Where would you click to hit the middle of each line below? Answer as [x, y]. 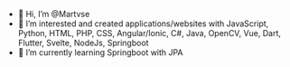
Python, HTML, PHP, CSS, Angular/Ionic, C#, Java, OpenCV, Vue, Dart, [150, 33]
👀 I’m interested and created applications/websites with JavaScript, [143, 24]
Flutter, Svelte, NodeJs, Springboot [83, 43]
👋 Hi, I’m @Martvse [54, 14]
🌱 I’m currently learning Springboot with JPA [100, 53]
